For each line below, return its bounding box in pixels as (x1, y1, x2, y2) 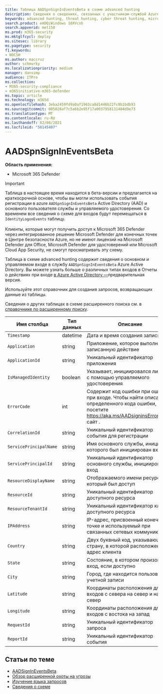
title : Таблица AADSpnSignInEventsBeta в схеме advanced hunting (5, 7, 140, 12)
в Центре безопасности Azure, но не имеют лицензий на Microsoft (5, 237, 143, 242)
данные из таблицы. (5, 292, 47, 297)
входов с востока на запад (86, 611, 150, 618)
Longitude (7, 608, 30, 614)
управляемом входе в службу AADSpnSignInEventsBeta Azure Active (5, 261, 144, 268)
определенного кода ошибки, (86, 400, 157, 407)
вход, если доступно (86, 563, 136, 569)
